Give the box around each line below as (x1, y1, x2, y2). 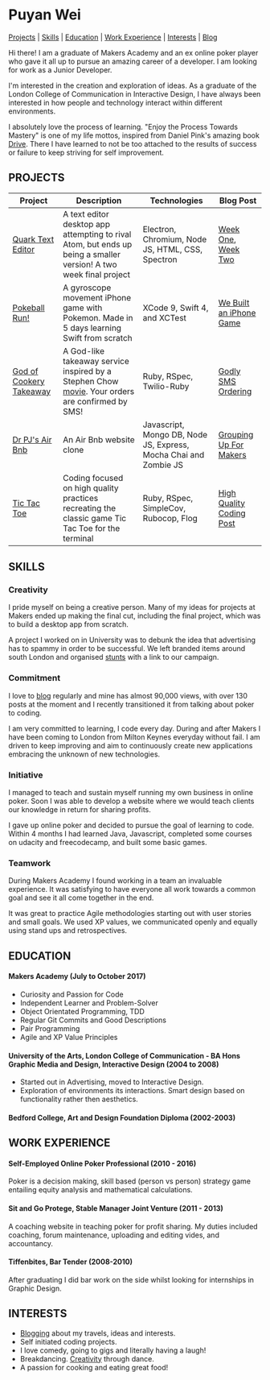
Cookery (12, 375, 45, 387)
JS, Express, (142, 439, 190, 450)
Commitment (8, 673, 61, 684)
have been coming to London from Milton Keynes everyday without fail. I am (8, 731, 261, 742)
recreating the (63, 502, 117, 513)
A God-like (63, 345, 105, 356)
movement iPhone (63, 292, 132, 303)
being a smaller (63, 248, 121, 259)
